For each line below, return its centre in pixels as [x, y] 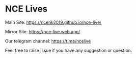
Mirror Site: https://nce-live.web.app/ [43, 31]
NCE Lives [26, 9]
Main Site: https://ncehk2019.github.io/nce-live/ [53, 22]
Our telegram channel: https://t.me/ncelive [48, 41]
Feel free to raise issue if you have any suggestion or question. [68, 50]
